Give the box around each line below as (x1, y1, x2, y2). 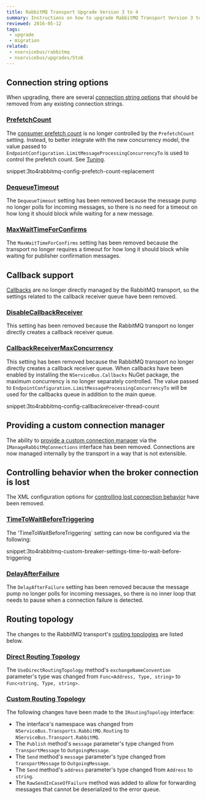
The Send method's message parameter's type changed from (15, 753, 166, 760)
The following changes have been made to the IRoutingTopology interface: (6, 709, 195, 716)
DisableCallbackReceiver (6, 308, 83, 317)
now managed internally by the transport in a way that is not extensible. (6, 450, 187, 457)
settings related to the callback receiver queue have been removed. (6, 293, 177, 300)
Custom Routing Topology (6, 695, 86, 703)
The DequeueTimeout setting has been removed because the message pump (6, 197, 197, 205)
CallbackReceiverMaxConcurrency (6, 344, 113, 353)
